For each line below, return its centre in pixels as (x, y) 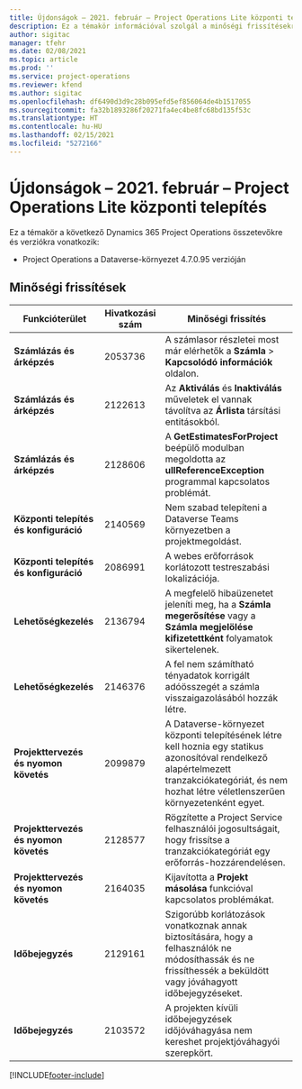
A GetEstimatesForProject (222, 436)
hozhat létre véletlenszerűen (225, 792)
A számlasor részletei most (222, 339)
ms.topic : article (44, 59)
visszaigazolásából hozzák (222, 698)
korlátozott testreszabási (217, 567)
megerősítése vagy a (210, 616)
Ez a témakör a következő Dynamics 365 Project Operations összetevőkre (146, 232)
